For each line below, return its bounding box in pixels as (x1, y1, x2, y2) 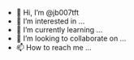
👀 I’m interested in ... (15, 16, 85, 26)
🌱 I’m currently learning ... (15, 25, 103, 34)
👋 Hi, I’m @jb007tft (15, 8, 80, 17)
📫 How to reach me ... (15, 43, 92, 52)
